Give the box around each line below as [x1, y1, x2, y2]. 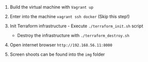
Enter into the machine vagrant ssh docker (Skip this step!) [9, 14, 130, 19]
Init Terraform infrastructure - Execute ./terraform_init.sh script [9, 23, 144, 29]
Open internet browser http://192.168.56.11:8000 [9, 42, 112, 48]
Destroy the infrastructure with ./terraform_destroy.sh [17, 33, 130, 38]
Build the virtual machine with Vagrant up [9, 4, 94, 10]
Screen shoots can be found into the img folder [9, 51, 105, 57]
